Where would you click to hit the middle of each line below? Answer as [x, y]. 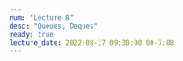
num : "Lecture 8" [42, 17]
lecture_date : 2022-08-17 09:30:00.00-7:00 [92, 43]
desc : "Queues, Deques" [54, 26]
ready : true [31, 34]
